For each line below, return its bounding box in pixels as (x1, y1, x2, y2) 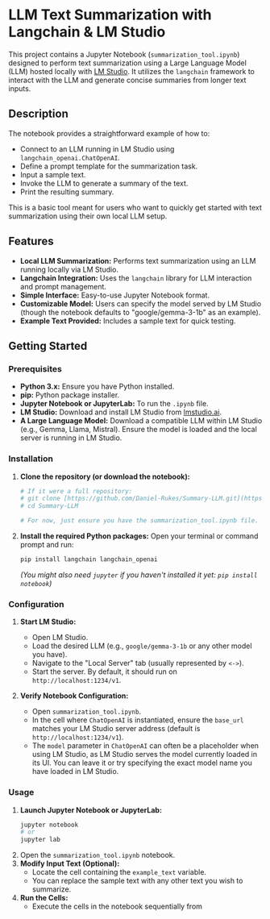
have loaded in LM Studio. (31, 767, 119, 776)
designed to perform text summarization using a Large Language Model (8, 58, 247, 68)
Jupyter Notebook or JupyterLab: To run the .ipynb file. (19, 399, 209, 409)
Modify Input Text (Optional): (19, 859, 120, 868)
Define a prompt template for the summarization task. (19, 161, 198, 171)
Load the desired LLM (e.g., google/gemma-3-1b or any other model (31, 641, 252, 651)
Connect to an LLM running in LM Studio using (19, 143, 175, 154)
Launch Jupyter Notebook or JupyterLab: (19, 805, 163, 815)
